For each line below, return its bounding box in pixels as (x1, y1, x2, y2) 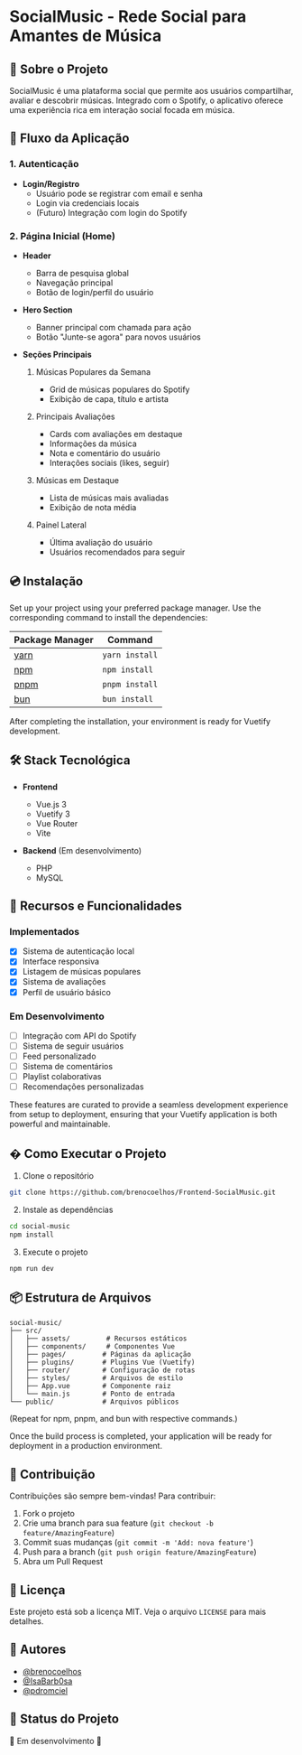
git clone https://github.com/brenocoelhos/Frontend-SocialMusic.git (9, 1188, 277, 1198)
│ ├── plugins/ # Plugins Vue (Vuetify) (9, 1358, 196, 1368)
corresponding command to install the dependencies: (9, 611, 208, 622)
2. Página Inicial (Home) (9, 229, 115, 242)
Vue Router (35, 817, 78, 828)
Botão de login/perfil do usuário (35, 286, 154, 297)
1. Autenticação (9, 158, 79, 171)
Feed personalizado (22, 1050, 96, 1062)
